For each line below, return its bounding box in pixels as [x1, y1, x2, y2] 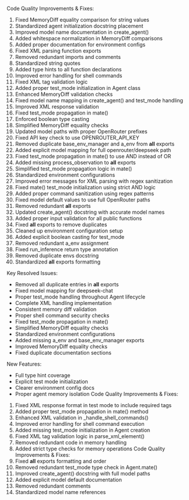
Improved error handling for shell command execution [15, 421, 145, 427]
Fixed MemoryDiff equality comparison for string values [15, 16, 149, 23]
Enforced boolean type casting [15, 116, 90, 122]
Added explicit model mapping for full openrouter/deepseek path [15, 147, 171, 154]
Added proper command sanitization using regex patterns [15, 190, 154, 197]
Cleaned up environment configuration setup [15, 227, 123, 234]
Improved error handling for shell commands [15, 72, 123, 79]
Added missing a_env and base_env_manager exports [15, 337, 145, 343]
